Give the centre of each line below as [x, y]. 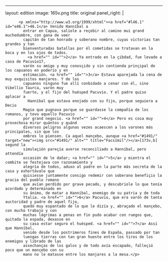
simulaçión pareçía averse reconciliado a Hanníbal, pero [85, 149]
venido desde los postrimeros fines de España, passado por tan [91, 232]
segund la [15, 145]
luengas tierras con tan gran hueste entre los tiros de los [88, 237]
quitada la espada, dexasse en [38, 219]
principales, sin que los [32, 132]
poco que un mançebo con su [34, 250]
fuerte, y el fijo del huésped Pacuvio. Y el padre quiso [85, 92]
